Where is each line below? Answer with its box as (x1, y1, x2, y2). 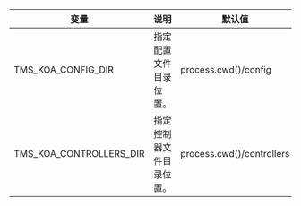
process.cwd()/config (180, 64, 271, 75)
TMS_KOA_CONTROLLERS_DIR (13, 148, 145, 159)
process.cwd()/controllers (180, 148, 290, 159)
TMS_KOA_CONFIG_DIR (13, 64, 115, 75)
